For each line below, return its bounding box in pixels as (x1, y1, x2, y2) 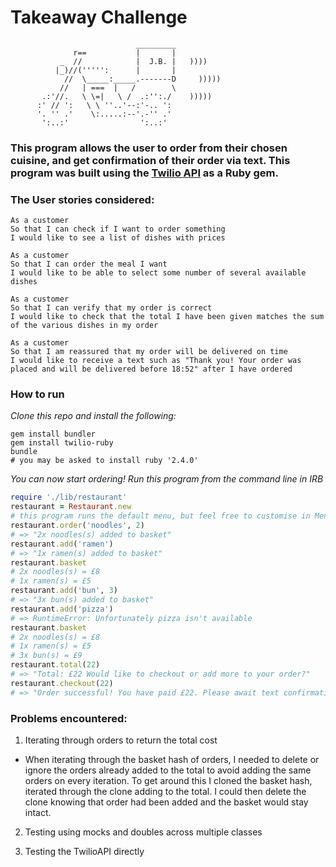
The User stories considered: (10, 192, 155, 206)
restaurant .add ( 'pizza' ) (10, 604, 114, 614)
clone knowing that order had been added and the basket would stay (24, 796, 309, 808)
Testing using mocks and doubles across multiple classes (24, 826, 263, 838)
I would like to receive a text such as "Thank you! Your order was (10, 356, 302, 366)
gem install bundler (10, 429, 97, 440)
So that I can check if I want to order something (10, 224, 226, 235)
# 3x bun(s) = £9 (10, 651, 83, 661)
